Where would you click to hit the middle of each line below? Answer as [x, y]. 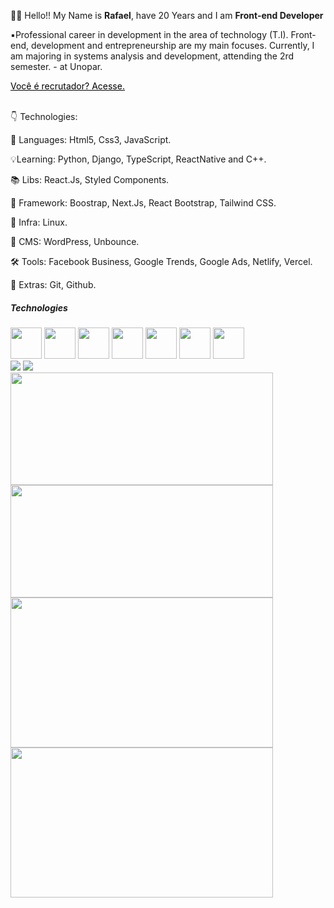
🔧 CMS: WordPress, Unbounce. [75, 241]
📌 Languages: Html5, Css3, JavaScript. [91, 139]
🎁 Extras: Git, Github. [53, 284]
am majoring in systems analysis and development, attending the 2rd [152, 56]
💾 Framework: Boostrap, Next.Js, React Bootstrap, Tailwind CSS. [143, 203]
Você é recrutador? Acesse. [67, 86]
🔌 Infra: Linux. [39, 222]
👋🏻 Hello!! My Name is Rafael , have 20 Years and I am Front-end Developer [167, 15]
